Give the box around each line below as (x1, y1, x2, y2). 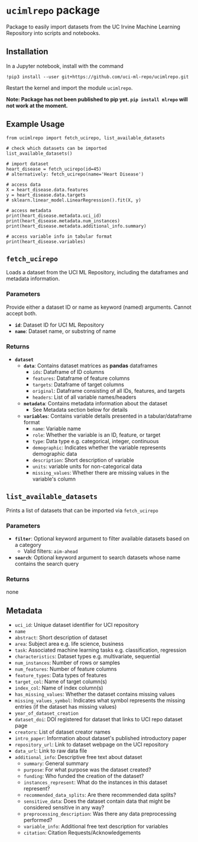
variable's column (32, 475, 76, 482)
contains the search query (14, 561, 79, 568)
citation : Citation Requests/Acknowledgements (23, 829, 141, 836)
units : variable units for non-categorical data (32, 463, 142, 470)
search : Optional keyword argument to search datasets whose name (14, 554, 181, 561)
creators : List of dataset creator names (14, 728, 111, 735)
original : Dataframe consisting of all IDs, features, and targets (32, 387, 185, 394)
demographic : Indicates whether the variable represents (32, 444, 167, 451)
